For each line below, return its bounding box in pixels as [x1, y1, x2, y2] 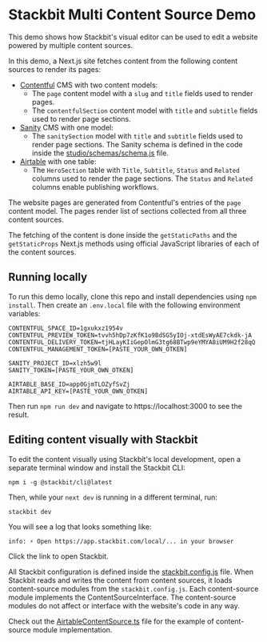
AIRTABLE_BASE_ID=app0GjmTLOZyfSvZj [8, 380, 130, 388]
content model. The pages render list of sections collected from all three [8, 206, 247, 215]
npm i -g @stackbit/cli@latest [8, 478, 113, 486]
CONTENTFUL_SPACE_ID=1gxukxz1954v [8, 324, 124, 332]
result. [8, 410, 30, 419]
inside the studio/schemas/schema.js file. [31, 148, 169, 158]
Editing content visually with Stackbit [8, 433, 198, 447]
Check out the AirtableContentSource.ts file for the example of [8, 616, 214, 626]
